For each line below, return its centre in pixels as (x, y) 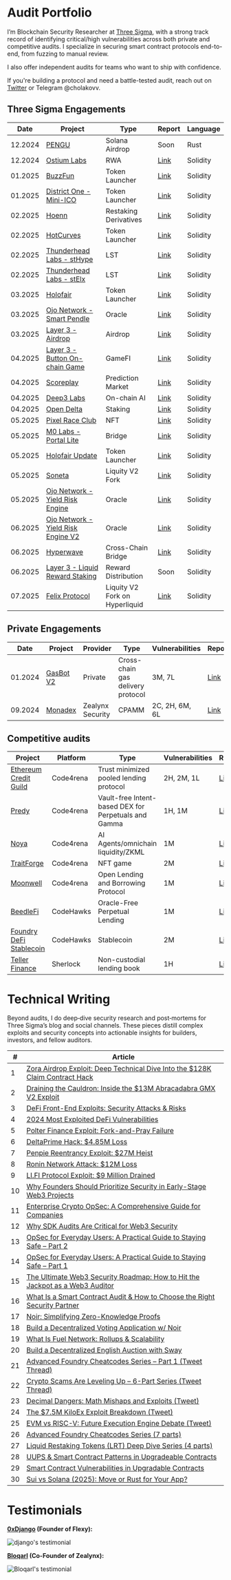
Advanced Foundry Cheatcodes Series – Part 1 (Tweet (114, 1362)
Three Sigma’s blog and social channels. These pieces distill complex (105, 1026)
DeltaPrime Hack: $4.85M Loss (77, 1142)
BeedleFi (25, 912)
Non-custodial (122, 960)
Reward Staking (71, 576)
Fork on (118, 596)
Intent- (145, 798)
